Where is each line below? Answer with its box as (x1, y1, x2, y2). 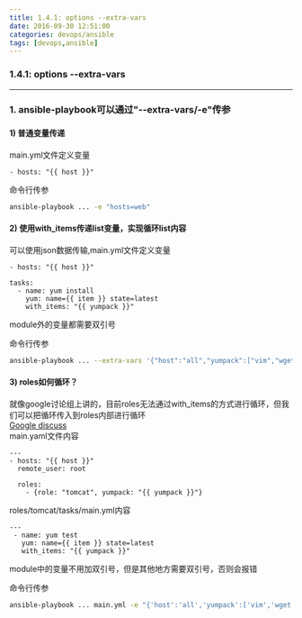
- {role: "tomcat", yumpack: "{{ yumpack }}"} (25, 487, 203, 496)
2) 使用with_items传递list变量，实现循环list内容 (9, 223, 187, 234)
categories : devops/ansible (9, 30, 115, 39)
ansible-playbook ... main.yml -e (9, 600, 139, 609)
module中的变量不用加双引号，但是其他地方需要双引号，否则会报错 (9, 563, 258, 574)
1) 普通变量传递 (9, 128, 66, 139)
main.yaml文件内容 (9, 430, 79, 441)
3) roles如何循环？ (9, 377, 78, 387)
